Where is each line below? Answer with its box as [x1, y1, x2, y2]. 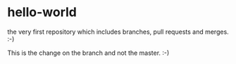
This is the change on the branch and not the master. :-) [7, 49, 170, 57]
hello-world [7, 4, 77, 20]
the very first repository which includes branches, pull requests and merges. [7, 27, 229, 36]
